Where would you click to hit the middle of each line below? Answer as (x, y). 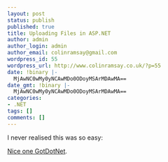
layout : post (26, 14)
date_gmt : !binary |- (39, 85)
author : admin (28, 40)
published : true (31, 27)
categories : (24, 98)
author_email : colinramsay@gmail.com (62, 53)
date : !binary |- (33, 72)
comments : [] (26, 117)
